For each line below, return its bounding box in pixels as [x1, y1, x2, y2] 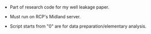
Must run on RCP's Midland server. [9, 14, 81, 19]
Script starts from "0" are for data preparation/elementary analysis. [9, 23, 147, 29]
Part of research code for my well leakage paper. [9, 4, 110, 10]
